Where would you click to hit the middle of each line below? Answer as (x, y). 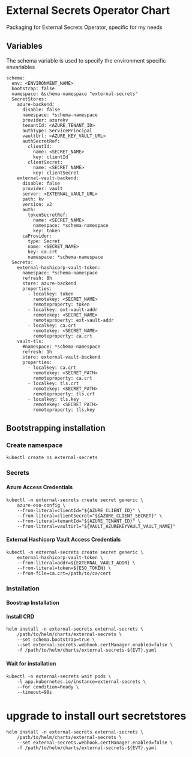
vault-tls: (31, 341)
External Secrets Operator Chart (88, 11)
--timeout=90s (34, 692)
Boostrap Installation (33, 603)
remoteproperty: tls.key (64, 410)
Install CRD (20, 616)
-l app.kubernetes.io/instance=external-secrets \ (82, 681)
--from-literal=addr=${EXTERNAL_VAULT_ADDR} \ (76, 563)
